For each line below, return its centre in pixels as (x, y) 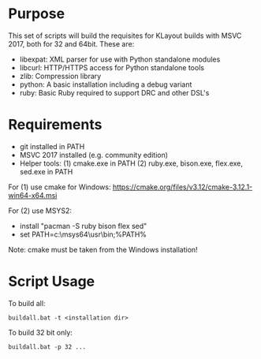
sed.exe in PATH (46, 171)
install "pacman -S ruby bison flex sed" (83, 226)
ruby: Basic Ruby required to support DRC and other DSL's (114, 92)
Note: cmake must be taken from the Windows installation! (103, 249)
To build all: (27, 303)
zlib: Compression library (60, 76)
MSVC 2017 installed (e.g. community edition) (93, 155)
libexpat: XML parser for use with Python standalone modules (120, 59)
